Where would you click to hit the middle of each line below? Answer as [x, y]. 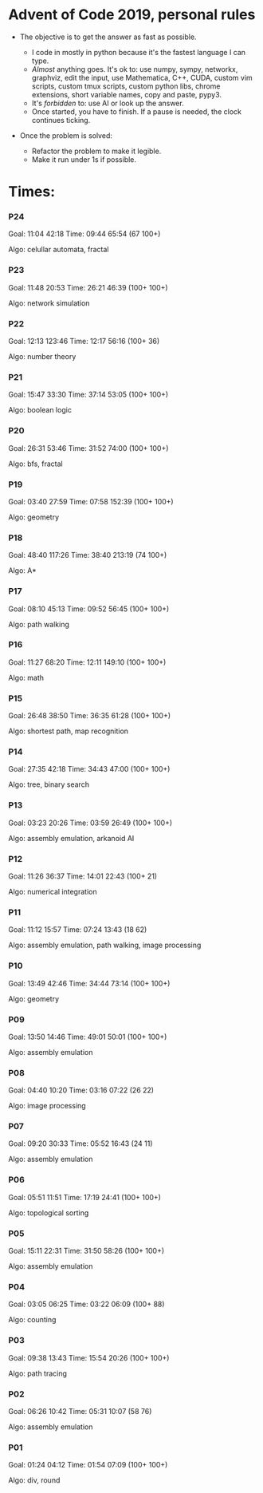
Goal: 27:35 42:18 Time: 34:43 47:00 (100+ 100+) [89, 769]
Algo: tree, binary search [49, 784]
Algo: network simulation [49, 303]
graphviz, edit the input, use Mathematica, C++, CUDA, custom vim [142, 77]
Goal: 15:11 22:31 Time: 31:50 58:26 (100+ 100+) [86, 1251]
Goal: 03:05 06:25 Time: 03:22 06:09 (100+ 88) [86, 1304]
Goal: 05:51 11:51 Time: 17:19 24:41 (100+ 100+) [85, 1197]
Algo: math [26, 677]
